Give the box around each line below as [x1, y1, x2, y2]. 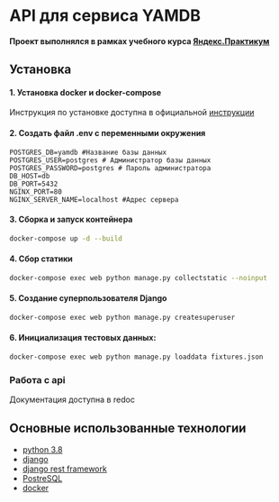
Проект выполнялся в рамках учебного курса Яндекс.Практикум [9, 35, 270, 46]
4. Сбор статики [9, 253, 74, 264]
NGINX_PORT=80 [9, 187, 63, 196]
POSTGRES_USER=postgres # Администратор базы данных [9, 155, 211, 165]
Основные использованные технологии [9, 420, 247, 435]
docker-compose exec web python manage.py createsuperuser [9, 313, 236, 322]
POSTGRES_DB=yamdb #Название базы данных [9, 148, 167, 157]
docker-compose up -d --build [9, 233, 123, 243]
